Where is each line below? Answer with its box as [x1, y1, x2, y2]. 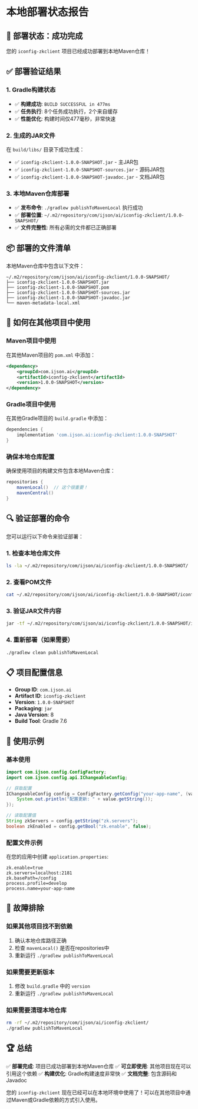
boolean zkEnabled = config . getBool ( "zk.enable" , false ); [6, 823, 151, 829]
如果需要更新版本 [6, 968, 55, 976]
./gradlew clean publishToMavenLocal [6, 649, 99, 655]
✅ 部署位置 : [14, 211, 43, 219]
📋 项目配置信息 [6, 667, 63, 677]
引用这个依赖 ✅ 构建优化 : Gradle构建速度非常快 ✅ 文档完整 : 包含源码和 [6, 1070, 177, 1077]
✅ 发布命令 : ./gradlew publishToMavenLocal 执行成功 [14, 204, 143, 211]
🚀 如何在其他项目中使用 [6, 318, 91, 328]
